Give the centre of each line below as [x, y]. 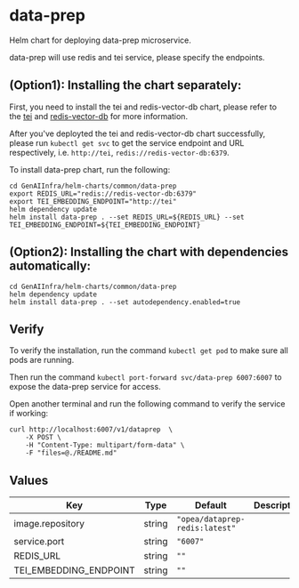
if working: [29, 414]
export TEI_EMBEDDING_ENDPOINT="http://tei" [93, 201]
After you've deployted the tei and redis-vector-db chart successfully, [137, 133]
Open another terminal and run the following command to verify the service [148, 404]
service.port [39, 542]
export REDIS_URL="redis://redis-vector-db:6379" [103, 193]
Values [29, 480]
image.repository [49, 524]
